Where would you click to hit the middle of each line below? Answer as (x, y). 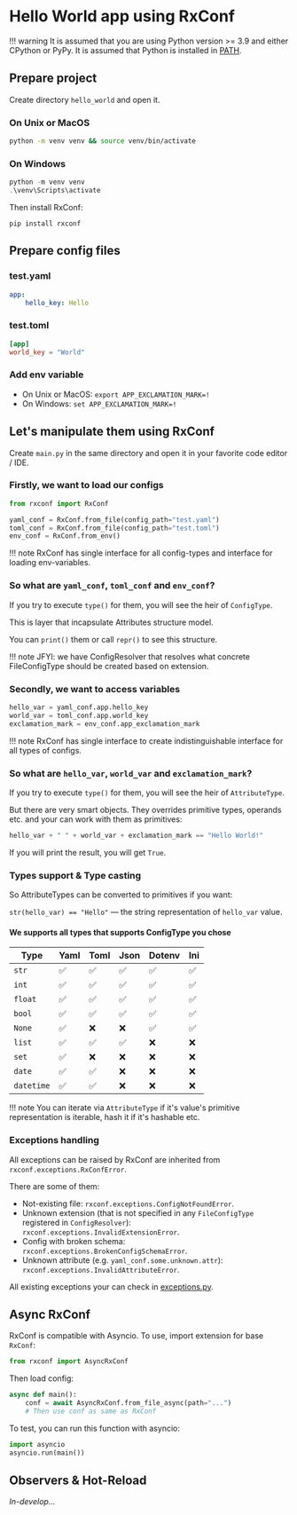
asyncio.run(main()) (47, 1453)
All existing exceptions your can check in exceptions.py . (112, 1286)
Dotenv (164, 956)
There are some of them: (55, 1186)
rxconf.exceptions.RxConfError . (68, 1169)
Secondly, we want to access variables (94, 689)
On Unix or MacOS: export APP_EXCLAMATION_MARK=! (116, 394)
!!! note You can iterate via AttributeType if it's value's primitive (125, 1108)
